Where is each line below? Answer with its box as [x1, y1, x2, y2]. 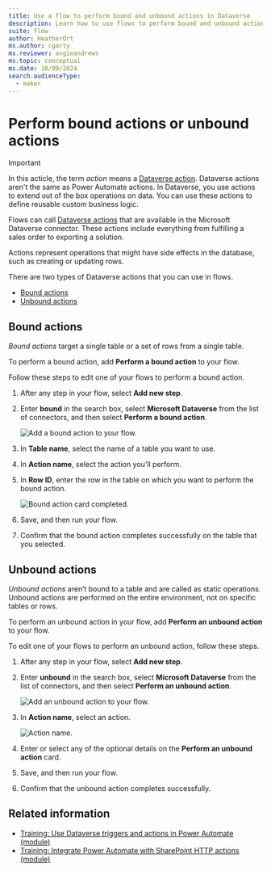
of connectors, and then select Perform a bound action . [19, 413, 207, 423]
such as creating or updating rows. [8, 256, 124, 267]
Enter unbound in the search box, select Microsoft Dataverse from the [19, 672, 256, 683]
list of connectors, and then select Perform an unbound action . [19, 681, 232, 691]
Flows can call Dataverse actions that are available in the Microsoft [8, 215, 231, 225]
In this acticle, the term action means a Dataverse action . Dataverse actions [8, 174, 260, 183]
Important [8, 158, 41, 168]
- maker [15, 79, 42, 87]
